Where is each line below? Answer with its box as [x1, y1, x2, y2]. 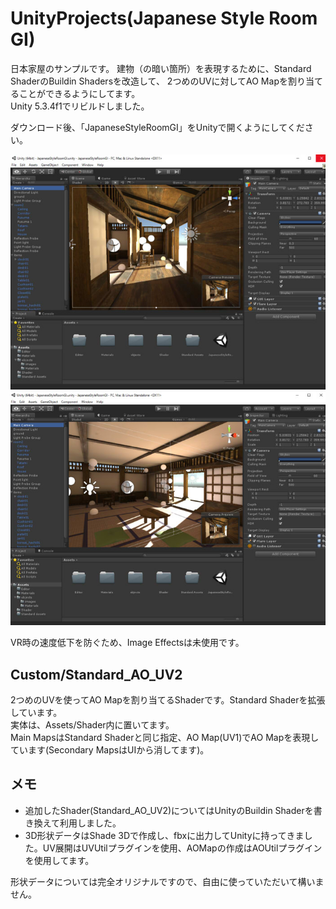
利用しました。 [59, 817, 122, 829]
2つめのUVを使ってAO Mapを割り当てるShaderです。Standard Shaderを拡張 [10, 693, 326, 706]
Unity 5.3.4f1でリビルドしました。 [10, 100, 150, 112]
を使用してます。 [24, 854, 95, 866]
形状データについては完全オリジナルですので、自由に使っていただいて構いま [10, 875, 325, 887]
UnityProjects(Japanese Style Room [10, 7, 318, 30]
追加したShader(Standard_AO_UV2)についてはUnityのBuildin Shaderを [24, 804, 314, 816]
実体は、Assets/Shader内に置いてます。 [10, 718, 175, 731]
